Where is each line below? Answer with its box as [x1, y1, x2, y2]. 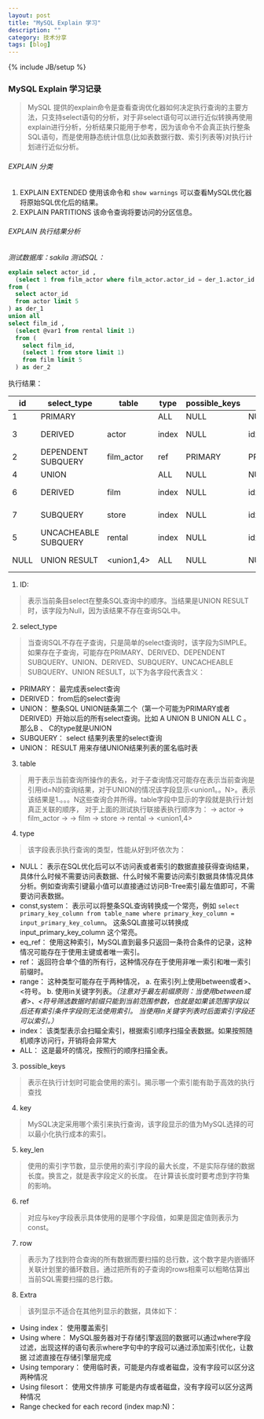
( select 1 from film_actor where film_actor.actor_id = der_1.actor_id [15, 275, 255, 283]
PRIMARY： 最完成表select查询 [19, 684, 120, 693]
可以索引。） [19, 1016, 58, 1025]
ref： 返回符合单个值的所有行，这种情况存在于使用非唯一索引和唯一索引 [19, 957, 251, 966]
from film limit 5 [22, 356, 82, 364]
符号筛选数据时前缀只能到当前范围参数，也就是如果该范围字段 [42, 996, 243, 1006]
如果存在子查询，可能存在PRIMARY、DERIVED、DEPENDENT [27, 648, 225, 657]
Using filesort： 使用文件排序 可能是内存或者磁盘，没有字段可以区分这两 [19, 1382, 253, 1391]
